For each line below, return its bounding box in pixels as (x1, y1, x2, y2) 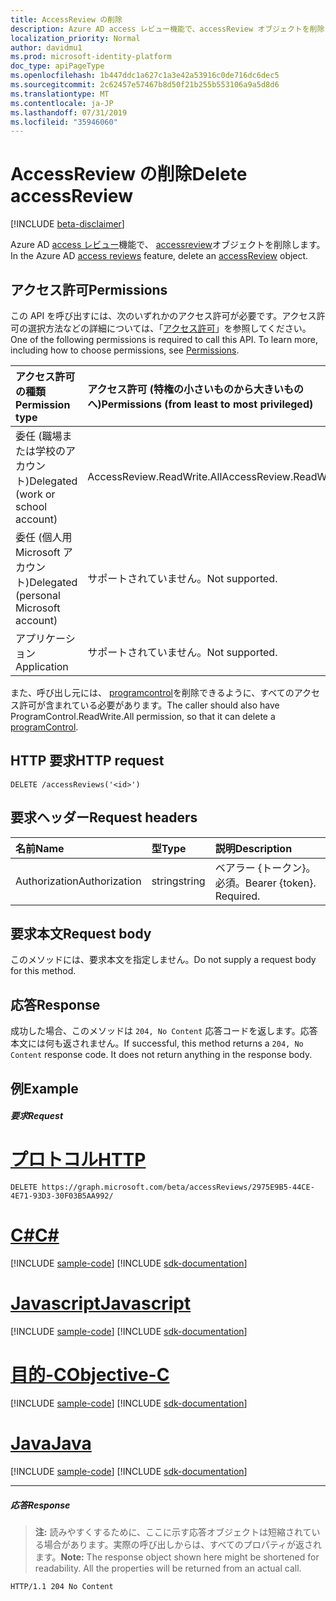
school (15, 500, 48, 513)
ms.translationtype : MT (10, 89, 110, 99)
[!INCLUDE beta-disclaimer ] (10, 218, 125, 230)
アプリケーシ (15, 632, 76, 645)
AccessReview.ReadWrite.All (87, 470, 223, 483)
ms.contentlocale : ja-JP (10, 98, 114, 108)
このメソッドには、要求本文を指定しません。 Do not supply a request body (10, 954, 317, 966)
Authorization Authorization (15, 874, 142, 888)
